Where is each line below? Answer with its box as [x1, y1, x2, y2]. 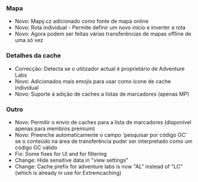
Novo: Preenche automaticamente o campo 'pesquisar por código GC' [14, 131, 187, 138]
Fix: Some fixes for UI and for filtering [14, 150, 107, 157]
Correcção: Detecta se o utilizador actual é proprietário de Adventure [14, 65, 185, 72]
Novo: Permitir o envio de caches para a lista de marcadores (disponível [14, 118, 191, 125]
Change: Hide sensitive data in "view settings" [14, 156, 129, 164]
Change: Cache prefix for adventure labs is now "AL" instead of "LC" [14, 162, 183, 170]
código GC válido [14, 144, 58, 151]
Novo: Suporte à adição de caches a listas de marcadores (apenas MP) [14, 90, 190, 98]
